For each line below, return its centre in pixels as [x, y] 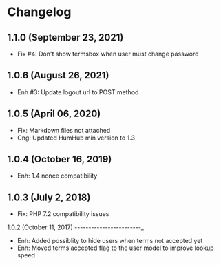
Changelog [39, 12]
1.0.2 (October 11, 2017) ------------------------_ [76, 227]
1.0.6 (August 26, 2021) [58, 75]
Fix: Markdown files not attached [64, 130]
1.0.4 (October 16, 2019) [60, 159]
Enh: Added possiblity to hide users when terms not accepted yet [110, 241]
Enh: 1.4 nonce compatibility [57, 176]
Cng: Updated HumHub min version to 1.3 [76, 138]
